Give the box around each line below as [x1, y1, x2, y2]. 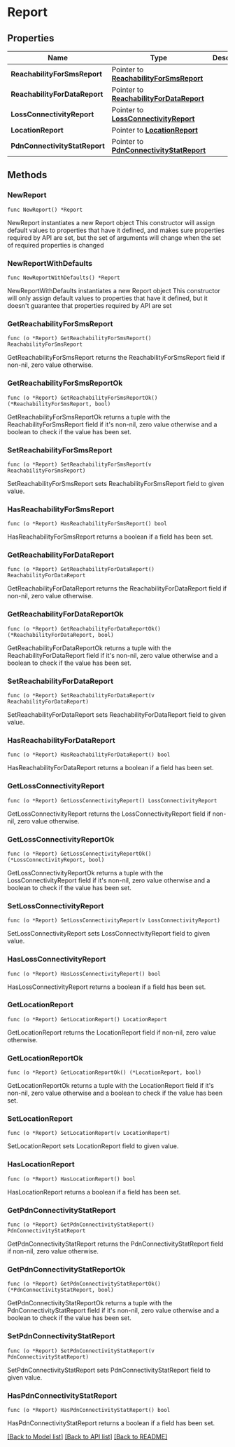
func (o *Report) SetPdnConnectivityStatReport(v [7, 1347, 155, 1354]
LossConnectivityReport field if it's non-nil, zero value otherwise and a [7, 876, 211, 884]
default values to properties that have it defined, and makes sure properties [7, 226, 225, 234]
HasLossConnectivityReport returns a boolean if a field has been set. [7, 983, 206, 991]
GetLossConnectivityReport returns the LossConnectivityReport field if [7, 809, 211, 818]
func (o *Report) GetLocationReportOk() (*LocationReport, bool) [7, 1069, 201, 1077]
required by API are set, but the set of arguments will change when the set [7, 233, 222, 242]
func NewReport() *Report [7, 206, 83, 213]
